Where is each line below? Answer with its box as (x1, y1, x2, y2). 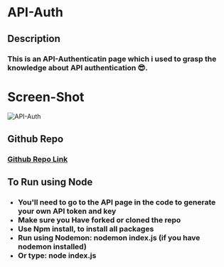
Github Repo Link (7, 154, 68, 164)
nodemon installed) (17, 242, 87, 252)
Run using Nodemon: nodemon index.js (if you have (17, 233, 201, 243)
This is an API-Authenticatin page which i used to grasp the (7, 54, 217, 64)
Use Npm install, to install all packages (17, 224, 154, 234)
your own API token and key (17, 207, 117, 217)
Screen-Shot (7, 89, 85, 105)
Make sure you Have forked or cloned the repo (17, 215, 181, 225)
